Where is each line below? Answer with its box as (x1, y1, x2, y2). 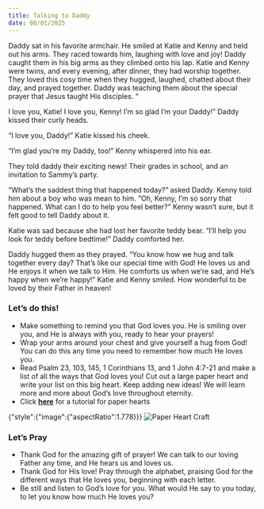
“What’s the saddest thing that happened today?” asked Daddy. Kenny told (8, 185, 252, 194)
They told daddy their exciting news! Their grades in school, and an (8, 161, 228, 170)
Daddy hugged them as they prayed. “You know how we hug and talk (8, 249, 235, 258)
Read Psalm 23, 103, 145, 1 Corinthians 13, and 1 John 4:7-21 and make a (19, 362, 256, 373)
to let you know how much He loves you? (19, 492, 155, 502)
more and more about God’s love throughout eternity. (19, 388, 193, 397)
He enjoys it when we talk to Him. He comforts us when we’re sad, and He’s (8, 266, 255, 276)
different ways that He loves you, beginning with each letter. (19, 475, 216, 484)
